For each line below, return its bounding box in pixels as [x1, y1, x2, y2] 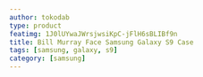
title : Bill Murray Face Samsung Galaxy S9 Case [9, 37, 194, 47]
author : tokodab [9, 12, 70, 22]
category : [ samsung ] [9, 54, 87, 63]
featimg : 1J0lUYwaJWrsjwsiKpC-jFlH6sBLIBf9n [9, 29, 178, 38]
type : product [9, 21, 63, 30]
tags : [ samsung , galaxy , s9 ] [9, 46, 118, 55]
